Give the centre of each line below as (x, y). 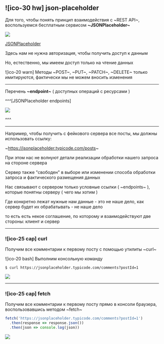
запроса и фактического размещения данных (53, 177)
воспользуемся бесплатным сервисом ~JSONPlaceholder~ (68, 25)
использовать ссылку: (29, 138)
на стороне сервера (26, 163)
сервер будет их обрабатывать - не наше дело (54, 207)
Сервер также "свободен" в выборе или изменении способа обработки (80, 172)
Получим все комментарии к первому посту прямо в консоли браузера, (81, 304)
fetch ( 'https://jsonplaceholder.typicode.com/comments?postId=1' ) (74, 319)
